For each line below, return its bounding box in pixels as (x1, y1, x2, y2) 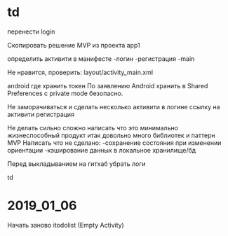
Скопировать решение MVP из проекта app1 (7, 41, 140, 49)
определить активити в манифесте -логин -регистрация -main (7, 54, 195, 63)
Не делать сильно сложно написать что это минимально (7, 123, 179, 132)
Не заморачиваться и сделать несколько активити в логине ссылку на (7, 102, 220, 111)
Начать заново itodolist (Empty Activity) (7, 221, 124, 229)
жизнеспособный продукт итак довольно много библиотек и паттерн (7, 131, 215, 139)
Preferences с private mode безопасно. (7, 89, 123, 97)
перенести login (7, 27, 55, 36)
